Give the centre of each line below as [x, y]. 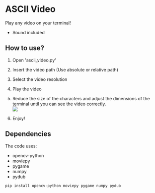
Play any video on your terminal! [38, 23]
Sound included [28, 32]
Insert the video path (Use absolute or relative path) [65, 69]
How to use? [25, 48]
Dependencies [28, 134]
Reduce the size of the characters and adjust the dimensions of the [81, 98]
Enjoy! [19, 118]
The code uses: [21, 146]
